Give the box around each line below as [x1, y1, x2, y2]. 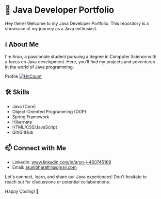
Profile [5, 73, 18, 79]
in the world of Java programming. [5, 64, 74, 70]
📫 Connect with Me [5, 144, 66, 152]
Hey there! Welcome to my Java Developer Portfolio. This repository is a [5, 20, 149, 26]
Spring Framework [12, 114, 49, 120]
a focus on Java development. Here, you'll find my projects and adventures [5, 58, 155, 65]
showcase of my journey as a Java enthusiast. [5, 25, 97, 31]
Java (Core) [12, 103, 36, 109]
